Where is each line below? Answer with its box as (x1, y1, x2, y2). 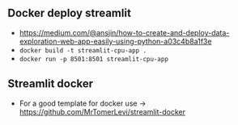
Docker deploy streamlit (7, 6, 131, 20)
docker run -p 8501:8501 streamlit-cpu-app (19, 55, 169, 63)
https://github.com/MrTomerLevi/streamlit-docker (19, 106, 185, 116)
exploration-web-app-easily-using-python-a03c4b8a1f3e (19, 36, 212, 46)
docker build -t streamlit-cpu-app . (19, 46, 147, 55)
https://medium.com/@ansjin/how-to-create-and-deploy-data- (19, 27, 230, 37)
